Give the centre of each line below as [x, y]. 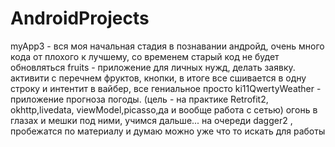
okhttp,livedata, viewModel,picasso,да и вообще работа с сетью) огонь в [164, 109]
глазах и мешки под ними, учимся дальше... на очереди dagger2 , [151, 120]
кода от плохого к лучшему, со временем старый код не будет [145, 56]
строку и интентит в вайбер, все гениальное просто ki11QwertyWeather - [166, 88]
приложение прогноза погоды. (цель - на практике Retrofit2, [139, 99]
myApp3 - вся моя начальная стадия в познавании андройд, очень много [167, 46]
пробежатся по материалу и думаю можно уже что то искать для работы [168, 131]
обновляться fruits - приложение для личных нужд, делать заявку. [153, 67]
